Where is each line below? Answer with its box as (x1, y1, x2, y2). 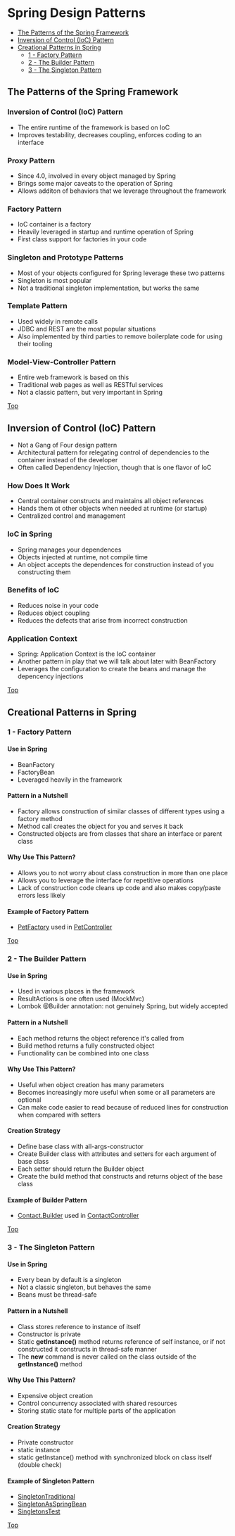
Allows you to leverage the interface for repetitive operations (17, 876, 193, 884)
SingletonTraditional (17, 1492, 75, 1501)
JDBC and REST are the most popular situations (17, 324, 156, 333)
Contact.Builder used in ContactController (17, 1212, 139, 1220)
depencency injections (17, 672, 84, 680)
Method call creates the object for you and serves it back (17, 822, 184, 830)
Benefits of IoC (7, 585, 60, 595)
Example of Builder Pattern (7, 1195, 87, 1204)
